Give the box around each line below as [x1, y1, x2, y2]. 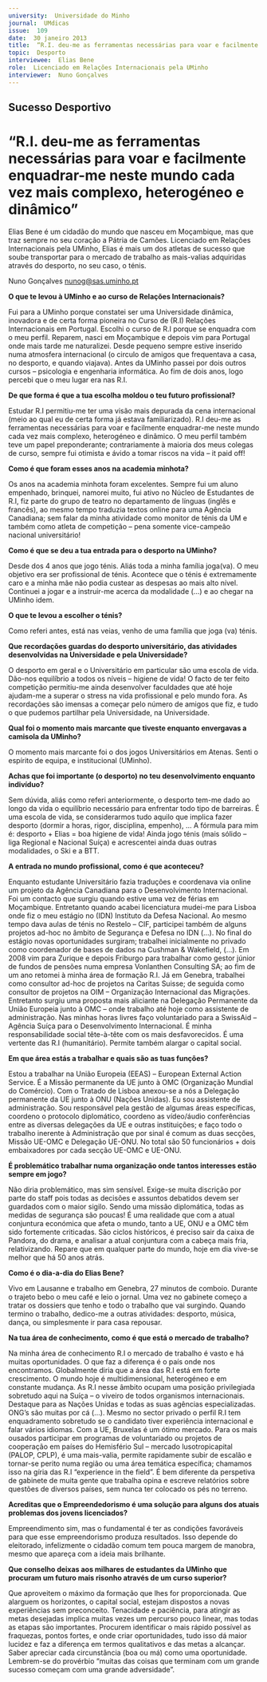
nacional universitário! [8, 530, 81, 540]
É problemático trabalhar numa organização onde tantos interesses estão [8, 1161, 257, 1170]
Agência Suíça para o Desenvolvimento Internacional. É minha [8, 1021, 213, 1031]
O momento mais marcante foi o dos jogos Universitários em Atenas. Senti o [8, 747, 259, 757]
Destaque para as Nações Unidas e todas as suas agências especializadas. [8, 1399, 257, 1409]
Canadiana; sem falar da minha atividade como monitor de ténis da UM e [8, 513, 248, 523]
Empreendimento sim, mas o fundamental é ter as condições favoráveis [8, 1523, 244, 1533]
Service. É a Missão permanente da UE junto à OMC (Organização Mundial [8, 1077, 253, 1086]
